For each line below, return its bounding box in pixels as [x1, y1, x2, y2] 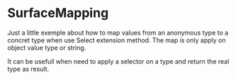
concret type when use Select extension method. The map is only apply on [7, 35, 226, 44]
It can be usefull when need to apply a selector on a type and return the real [7, 57, 230, 65]
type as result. [7, 64, 50, 73]
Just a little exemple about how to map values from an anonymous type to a [7, 28, 229, 37]
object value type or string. [7, 43, 86, 52]
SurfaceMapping [7, 5, 109, 21]
